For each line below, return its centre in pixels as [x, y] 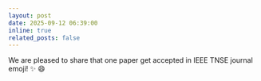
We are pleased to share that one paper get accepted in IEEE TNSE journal [130, 60]
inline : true [30, 30]
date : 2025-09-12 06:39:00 [53, 23]
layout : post [30, 15]
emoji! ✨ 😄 [27, 69]
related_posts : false [44, 38]
